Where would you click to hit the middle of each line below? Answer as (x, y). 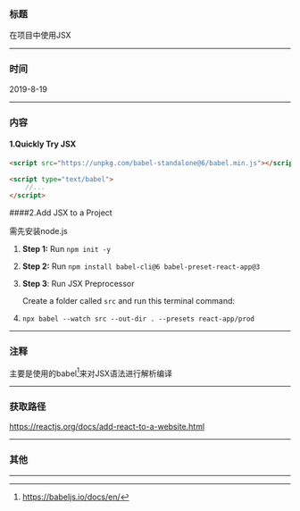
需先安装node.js (39, 231)
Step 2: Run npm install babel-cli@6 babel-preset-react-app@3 (141, 266)
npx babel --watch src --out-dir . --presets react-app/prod (138, 319)
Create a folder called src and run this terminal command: (128, 301)
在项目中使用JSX (40, 35)
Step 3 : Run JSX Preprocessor (79, 284)
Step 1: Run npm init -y (67, 249)
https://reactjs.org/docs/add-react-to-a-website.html (107, 427)
